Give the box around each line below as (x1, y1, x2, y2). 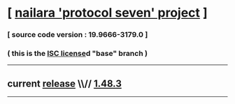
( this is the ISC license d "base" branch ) (7, 49, 148, 59)
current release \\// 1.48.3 (7, 77, 122, 89)
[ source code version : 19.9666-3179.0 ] (7, 30, 148, 40)
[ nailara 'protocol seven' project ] (7, 5, 208, 21)
